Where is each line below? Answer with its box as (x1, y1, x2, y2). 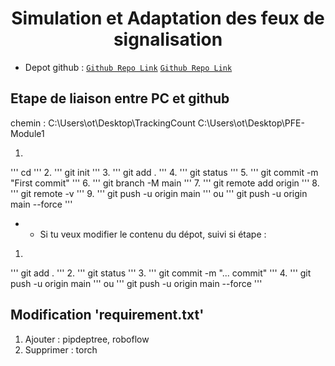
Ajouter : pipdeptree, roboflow (24, 333, 150, 345)
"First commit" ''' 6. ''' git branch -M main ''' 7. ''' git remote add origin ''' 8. (10, 177, 320, 189)
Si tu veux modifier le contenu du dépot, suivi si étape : (39, 228, 267, 240)
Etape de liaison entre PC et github (10, 90, 230, 107)
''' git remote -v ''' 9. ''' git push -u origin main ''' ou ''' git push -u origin (10, 187, 308, 199)
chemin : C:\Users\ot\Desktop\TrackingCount (10, 117, 196, 129)
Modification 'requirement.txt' (10, 307, 205, 324)
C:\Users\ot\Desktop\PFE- (197, 117, 305, 129)
